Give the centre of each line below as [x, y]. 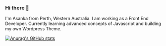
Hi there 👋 [17, 8]
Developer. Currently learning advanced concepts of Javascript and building [83, 23]
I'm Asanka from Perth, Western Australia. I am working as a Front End [77, 19]
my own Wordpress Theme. [33, 29]
